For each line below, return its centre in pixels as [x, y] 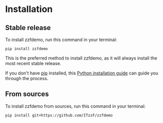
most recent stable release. [33, 63]
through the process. [27, 78]
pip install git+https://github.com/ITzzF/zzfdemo [59, 115]
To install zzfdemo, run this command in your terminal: [61, 39]
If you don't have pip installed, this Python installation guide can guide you [82, 73]
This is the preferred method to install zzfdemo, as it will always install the [81, 58]
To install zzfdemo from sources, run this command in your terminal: [75, 106]
